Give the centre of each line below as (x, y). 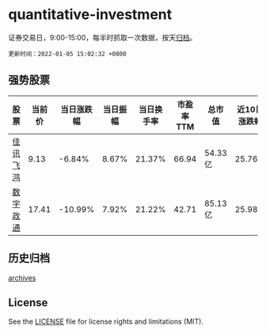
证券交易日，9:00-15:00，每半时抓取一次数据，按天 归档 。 (103, 37)
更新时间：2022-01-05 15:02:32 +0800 (67, 54)
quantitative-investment (90, 15)
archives (22, 278)
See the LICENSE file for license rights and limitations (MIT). (106, 321)
